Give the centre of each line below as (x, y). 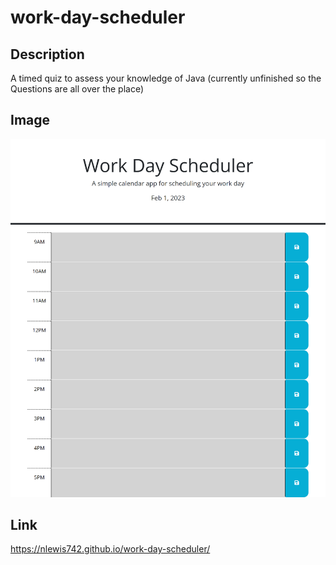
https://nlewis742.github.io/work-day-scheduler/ (110, 549)
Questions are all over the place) (77, 89)
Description (47, 54)
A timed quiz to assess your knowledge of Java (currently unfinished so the (166, 78)
